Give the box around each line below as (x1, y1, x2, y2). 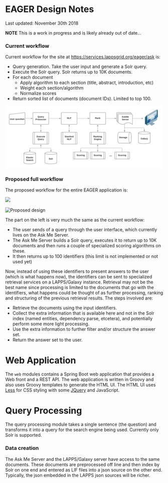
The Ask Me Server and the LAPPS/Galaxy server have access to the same (5, 456, 160, 462)
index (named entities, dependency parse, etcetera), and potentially (12, 316, 153, 322)
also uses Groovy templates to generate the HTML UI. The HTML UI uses (5, 382, 156, 388)
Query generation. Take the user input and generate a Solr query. (12, 64, 147, 70)
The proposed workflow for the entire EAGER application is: (5, 187, 128, 193)
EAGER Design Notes (5, 4, 94, 15)
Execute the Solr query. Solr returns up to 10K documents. (12, 69, 133, 75)
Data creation (5, 445, 39, 452)
